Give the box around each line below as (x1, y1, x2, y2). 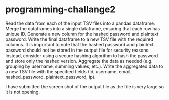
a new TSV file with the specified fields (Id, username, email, (5, 68, 132, 74)
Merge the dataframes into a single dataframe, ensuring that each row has (5, 25, 160, 31)
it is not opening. (5, 89, 40, 95)
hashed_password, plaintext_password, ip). (5, 74, 96, 80)
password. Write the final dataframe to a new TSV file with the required (5, 36, 153, 42)
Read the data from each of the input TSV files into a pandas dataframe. (5, 20, 155, 26)
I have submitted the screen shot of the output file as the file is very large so (5, 83, 164, 89)
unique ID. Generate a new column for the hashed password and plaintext (5, 31, 158, 37)
